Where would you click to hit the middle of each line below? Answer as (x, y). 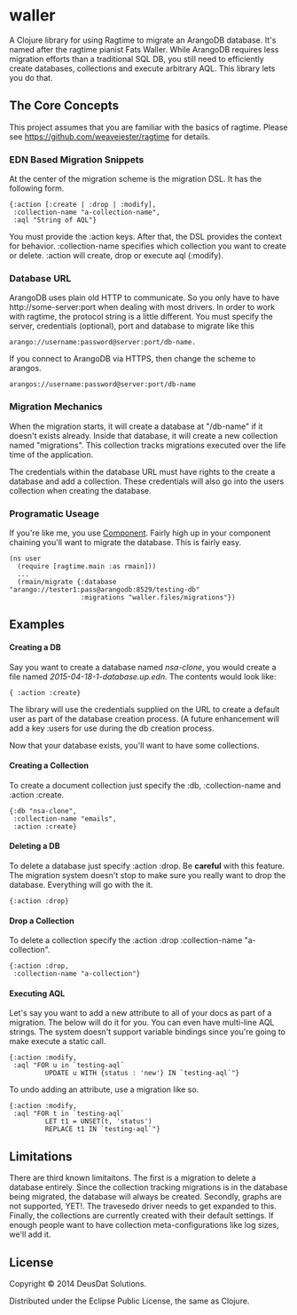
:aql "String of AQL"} (55, 220)
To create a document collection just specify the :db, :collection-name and (145, 785)
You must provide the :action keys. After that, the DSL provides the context (145, 237)
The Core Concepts (64, 106)
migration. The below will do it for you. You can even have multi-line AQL (142, 1023)
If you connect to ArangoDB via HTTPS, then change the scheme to (133, 359)
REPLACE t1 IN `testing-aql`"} (103, 1129)
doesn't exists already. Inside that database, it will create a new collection (144, 435)
